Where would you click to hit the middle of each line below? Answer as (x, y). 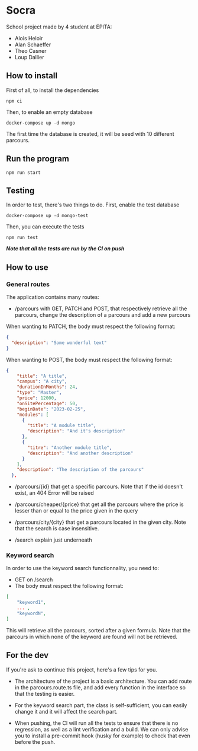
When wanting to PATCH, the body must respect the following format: (91, 326)
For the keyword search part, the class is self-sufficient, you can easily (101, 705)
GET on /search (34, 580)
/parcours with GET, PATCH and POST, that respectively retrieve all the (101, 308)
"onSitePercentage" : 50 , (47, 403)
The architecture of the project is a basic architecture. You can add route (103, 681)
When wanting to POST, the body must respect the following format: (89, 359)
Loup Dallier (29, 57)
